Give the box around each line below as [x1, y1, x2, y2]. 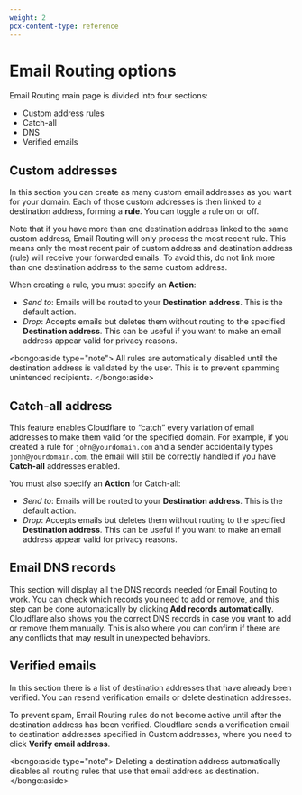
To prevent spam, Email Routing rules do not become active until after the [9, 709, 282, 720]
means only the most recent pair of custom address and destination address [9, 243, 293, 254]
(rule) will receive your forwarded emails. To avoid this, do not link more [9, 252, 276, 263]
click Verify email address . [9, 738, 111, 749]
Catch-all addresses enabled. [9, 461, 121, 472]
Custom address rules [22, 108, 105, 118]
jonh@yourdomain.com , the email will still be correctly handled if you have [9, 451, 277, 462]
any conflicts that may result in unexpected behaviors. [9, 631, 211, 642]
